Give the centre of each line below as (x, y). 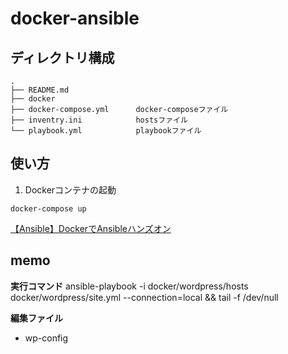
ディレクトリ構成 (62, 57)
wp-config (46, 338)
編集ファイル (36, 318)
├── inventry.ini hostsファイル (99, 120)
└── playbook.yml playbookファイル (106, 131)
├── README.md (40, 90)
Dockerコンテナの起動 (70, 189)
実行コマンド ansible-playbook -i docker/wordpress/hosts (129, 286)
